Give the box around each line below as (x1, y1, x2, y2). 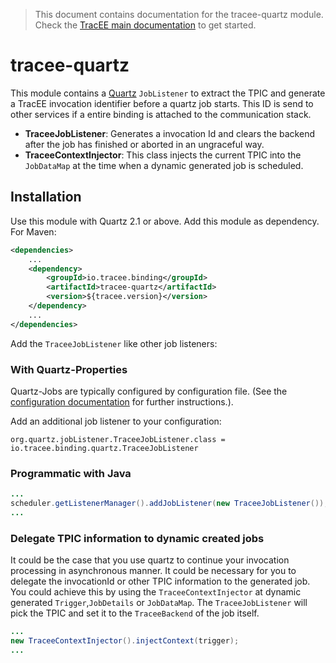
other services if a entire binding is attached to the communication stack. (10, 108, 312, 120)
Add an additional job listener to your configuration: (10, 415, 222, 427)
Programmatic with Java (10, 466, 132, 480)
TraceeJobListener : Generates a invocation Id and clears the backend (24, 127, 315, 139)
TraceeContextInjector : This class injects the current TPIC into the (24, 149, 302, 161)
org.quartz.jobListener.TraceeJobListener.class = (10, 434, 226, 444)
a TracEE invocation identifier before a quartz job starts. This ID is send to (10, 97, 314, 109)
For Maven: (10, 225, 57, 238)
